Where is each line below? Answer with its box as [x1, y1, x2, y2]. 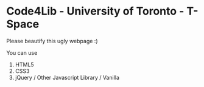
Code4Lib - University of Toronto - [6, 4, 185, 18]
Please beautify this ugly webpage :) [6, 37, 98, 44]
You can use [6, 49, 38, 56]
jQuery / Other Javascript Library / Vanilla [15, 74, 120, 81]
